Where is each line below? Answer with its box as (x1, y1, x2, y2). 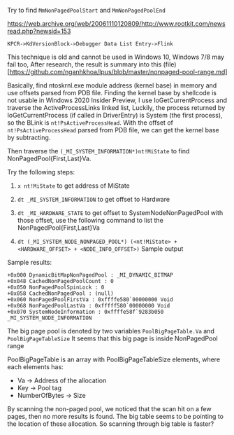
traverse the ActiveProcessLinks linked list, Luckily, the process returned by (7, 104, 226, 111)
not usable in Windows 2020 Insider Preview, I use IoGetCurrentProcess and (7, 96, 228, 104)
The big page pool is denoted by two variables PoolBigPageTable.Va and (7, 327, 214, 335)
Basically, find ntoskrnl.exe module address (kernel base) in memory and (7, 81, 217, 90)
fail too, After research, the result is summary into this (7, 60, 162, 69)
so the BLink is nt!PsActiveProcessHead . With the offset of (7, 118, 173, 127)
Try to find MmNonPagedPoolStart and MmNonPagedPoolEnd (7, 6, 166, 14)
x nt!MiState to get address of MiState (17, 181, 131, 190)
